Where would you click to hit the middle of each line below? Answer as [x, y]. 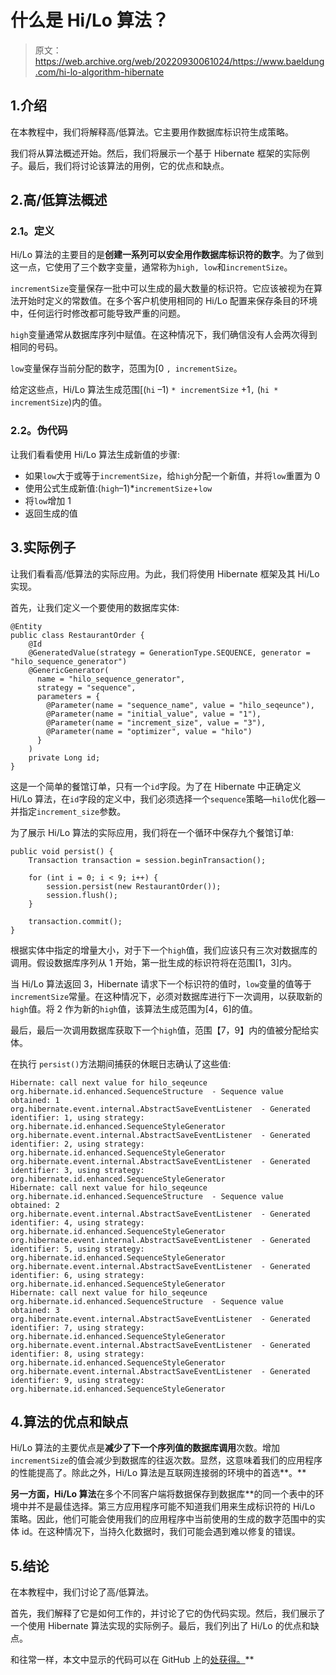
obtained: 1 [35, 1100]
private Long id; [64, 757]
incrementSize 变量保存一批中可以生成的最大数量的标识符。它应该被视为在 [162, 288]
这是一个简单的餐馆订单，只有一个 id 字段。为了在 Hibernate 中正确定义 [156, 786]
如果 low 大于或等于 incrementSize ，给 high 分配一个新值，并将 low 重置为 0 [172, 475]
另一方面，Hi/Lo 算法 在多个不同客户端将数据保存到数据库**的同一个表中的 [163, 1494]
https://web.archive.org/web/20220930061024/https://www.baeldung [179, 61]
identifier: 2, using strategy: [77, 1144]
